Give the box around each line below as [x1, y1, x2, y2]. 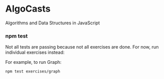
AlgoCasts [5, 3, 51, 15]
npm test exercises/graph [5, 69, 60, 74]
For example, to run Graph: [5, 59, 62, 65]
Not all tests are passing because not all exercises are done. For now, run [5, 44, 159, 50]
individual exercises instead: [5, 49, 65, 56]
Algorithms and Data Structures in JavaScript [5, 20, 100, 26]
